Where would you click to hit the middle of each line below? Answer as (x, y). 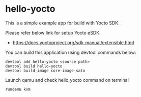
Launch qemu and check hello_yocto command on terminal (67, 80)
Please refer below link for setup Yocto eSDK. (53, 33)
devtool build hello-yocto (34, 66)
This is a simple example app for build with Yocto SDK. (62, 23)
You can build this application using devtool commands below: (71, 52)
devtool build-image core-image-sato (45, 71)
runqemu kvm (18, 89)
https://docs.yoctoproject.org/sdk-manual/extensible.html (73, 42)
